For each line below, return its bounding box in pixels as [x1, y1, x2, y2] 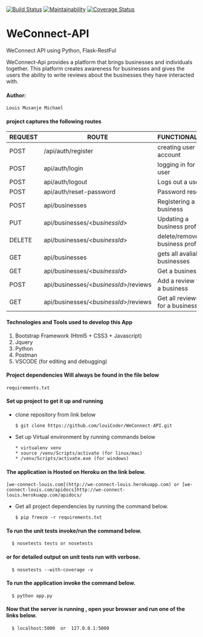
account [157, 151, 181, 159]
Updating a [157, 215, 189, 223]
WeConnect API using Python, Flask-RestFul [6, 46, 117, 54]
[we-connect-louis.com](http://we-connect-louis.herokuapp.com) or [6, 482, 180, 488]
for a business [157, 302, 198, 310]
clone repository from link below [14, 411, 96, 418]
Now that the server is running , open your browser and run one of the [6, 606, 185, 613]
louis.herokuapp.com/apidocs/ [6, 492, 83, 498]
